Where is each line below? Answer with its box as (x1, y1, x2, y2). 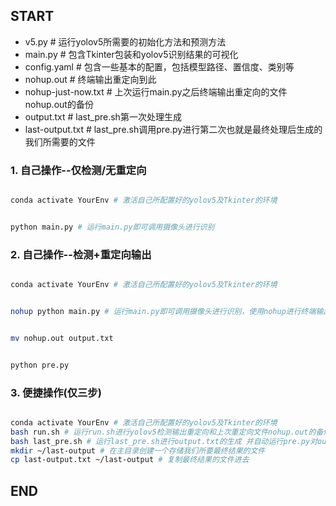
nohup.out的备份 (24, 98, 94, 110)
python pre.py (10, 360, 70, 370)
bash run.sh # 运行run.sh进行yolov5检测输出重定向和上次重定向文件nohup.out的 (10, 427, 317, 437)
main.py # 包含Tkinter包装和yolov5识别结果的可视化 (24, 48, 239, 60)
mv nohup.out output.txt (10, 333, 114, 343)
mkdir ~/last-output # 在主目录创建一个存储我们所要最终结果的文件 (10, 445, 266, 456)
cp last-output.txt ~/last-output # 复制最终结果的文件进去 (10, 455, 250, 465)
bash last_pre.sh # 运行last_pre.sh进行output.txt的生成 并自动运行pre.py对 (10, 436, 318, 446)
